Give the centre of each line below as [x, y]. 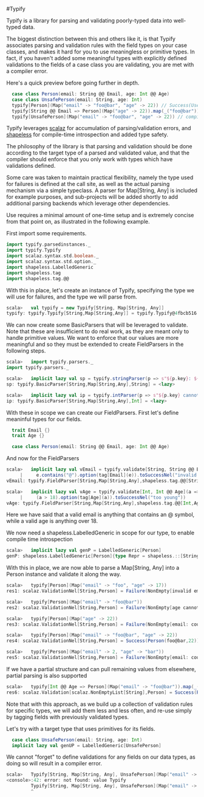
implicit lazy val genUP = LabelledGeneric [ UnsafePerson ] [87, 745]
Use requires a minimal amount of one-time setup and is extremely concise [100, 215]
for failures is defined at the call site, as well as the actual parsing [88, 184]
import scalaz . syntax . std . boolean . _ [53, 256]
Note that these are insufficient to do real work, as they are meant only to [98, 331]
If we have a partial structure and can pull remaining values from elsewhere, [101, 669]
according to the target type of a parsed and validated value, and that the [98, 153]
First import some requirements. [46, 233]
